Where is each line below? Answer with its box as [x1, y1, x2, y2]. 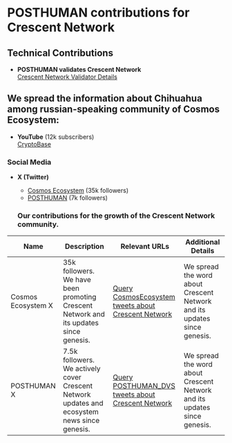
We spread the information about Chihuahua [7, 93, 202, 104]
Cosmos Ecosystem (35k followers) [27, 187, 129, 195]
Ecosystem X [10, 301, 53, 310]
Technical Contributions [7, 47, 114, 59]
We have [63, 275, 91, 285]
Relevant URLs [120, 242, 170, 252]
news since [63, 416, 100, 426]
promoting [63, 292, 97, 302]
